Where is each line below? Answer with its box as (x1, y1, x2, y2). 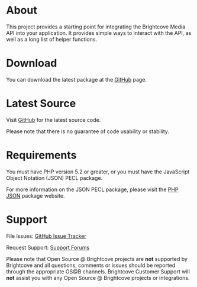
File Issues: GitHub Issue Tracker (6, 232, 87, 240)
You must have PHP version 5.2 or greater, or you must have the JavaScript (6, 168, 190, 175)
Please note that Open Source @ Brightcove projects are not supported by (6, 255, 188, 262)
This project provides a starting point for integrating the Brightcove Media (6, 23, 186, 30)
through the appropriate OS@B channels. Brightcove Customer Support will (6, 267, 190, 275)
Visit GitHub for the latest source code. (6, 116, 101, 123)
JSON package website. (6, 192, 65, 199)
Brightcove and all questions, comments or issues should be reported (6, 262, 176, 269)
